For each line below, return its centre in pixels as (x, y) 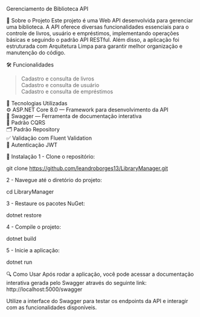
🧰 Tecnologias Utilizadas (37, 103)
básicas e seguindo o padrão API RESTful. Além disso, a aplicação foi (93, 40)
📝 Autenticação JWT (32, 145)
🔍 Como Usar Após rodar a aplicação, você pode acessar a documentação (100, 274)
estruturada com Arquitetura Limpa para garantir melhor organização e (95, 46)
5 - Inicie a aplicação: (33, 250)
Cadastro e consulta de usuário (60, 85)
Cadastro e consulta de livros (58, 79)
